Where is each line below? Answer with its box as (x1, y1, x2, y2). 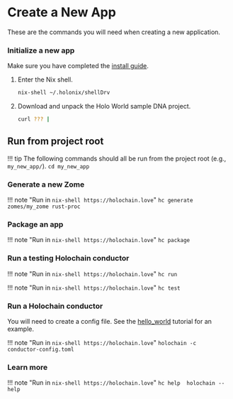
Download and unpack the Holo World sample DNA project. (17, 102, 191, 111)
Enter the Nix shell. (17, 75, 73, 84)
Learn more (7, 362, 48, 372)
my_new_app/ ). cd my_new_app (7, 161, 90, 170)
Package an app (7, 219, 64, 229)
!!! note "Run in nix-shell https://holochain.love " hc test (7, 283, 181, 292)
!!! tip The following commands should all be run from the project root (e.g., (7, 154, 227, 163)
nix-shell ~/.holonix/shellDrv (17, 89, 110, 97)
